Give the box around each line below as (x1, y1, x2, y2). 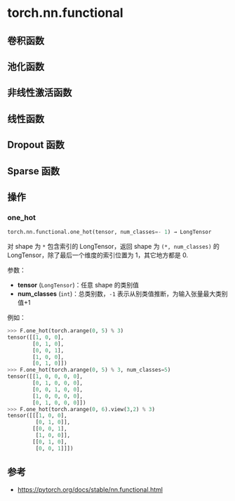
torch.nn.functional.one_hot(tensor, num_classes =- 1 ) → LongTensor (7, 228, 212, 236)
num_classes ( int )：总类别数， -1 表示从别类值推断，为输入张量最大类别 (17, 289, 228, 298)
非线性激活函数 (7, 86, 72, 99)
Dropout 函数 (7, 139, 65, 151)
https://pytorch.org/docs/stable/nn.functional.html (17, 485, 163, 493)
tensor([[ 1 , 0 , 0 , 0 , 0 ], (7, 373, 83, 380)
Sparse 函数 (7, 165, 60, 177)
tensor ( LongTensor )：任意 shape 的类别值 (17, 281, 139, 289)
